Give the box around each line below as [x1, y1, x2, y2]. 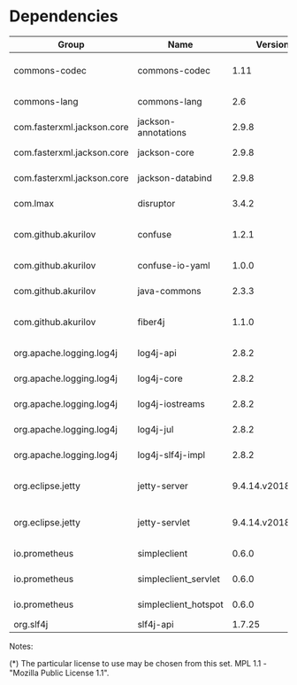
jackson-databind [137, 171, 212, 183]
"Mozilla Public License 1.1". [9, 667, 110, 678]
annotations [137, 126, 187, 138]
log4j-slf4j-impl [137, 448, 206, 461]
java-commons [137, 284, 202, 297]
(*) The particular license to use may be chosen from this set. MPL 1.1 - [9, 658, 267, 668]
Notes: [9, 641, 34, 651]
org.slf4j [13, 618, 49, 630]
